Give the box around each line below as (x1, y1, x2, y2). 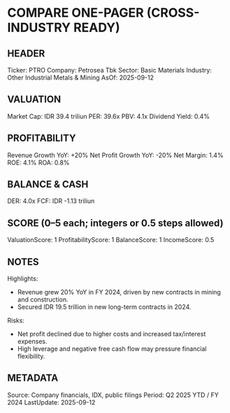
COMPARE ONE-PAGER (7, 5, 145, 21)
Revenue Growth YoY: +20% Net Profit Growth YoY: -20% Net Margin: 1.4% (7, 151, 224, 159)
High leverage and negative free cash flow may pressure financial (17, 345, 207, 353)
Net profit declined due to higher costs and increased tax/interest (17, 330, 206, 338)
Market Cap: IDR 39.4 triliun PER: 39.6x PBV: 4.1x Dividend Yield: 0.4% (7, 112, 210, 120)
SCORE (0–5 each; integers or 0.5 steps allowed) (7, 217, 224, 229)
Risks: (7, 316, 24, 325)
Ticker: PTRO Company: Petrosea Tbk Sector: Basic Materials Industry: (7, 66, 212, 74)
